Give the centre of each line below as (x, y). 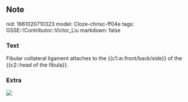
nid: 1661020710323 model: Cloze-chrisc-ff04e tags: (70, 24)
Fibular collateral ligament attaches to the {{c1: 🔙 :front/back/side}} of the (94, 58)
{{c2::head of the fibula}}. (37, 65)
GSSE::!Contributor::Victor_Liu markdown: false (63, 30)
